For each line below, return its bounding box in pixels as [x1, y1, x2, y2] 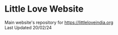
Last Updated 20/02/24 [4, 24, 52, 30]
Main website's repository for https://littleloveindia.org [4, 19, 114, 25]
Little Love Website [4, 3, 84, 15]
